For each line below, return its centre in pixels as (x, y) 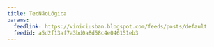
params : (18, 20)
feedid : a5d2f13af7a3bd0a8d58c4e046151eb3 (76, 33)
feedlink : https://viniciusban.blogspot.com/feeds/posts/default (110, 26)
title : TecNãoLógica (37, 13)
